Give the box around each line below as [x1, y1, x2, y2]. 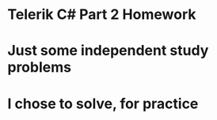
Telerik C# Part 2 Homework [7, 6, 196, 24]
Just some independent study [7, 42, 209, 60]
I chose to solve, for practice [7, 95, 199, 112]
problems [7, 58, 72, 77]
